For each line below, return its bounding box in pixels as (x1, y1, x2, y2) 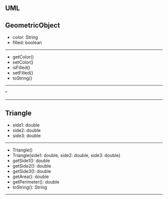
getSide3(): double (12, 168, 51, 174)
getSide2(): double (12, 163, 51, 169)
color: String (12, 34, 38, 40)
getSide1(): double (12, 157, 50, 164)
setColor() (12, 59, 33, 65)
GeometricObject (5, 21, 60, 29)
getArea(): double (12, 173, 49, 179)
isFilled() (12, 64, 30, 70)
